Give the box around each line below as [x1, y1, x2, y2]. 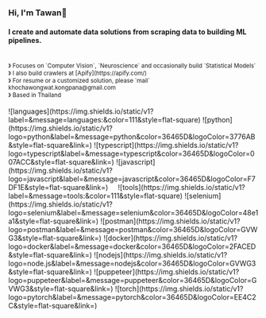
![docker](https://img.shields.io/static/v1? [102, 234, 238, 243]
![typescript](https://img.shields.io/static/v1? [94, 141, 239, 150]
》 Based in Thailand [8, 91, 62, 99]
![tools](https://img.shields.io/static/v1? [118, 183, 246, 192]
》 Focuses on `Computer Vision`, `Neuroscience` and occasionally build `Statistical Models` [8, 62, 256, 70]
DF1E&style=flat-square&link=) [8, 183, 109, 192]
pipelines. [8, 35, 42, 45]
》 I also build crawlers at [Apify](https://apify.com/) [8, 69, 147, 78]
